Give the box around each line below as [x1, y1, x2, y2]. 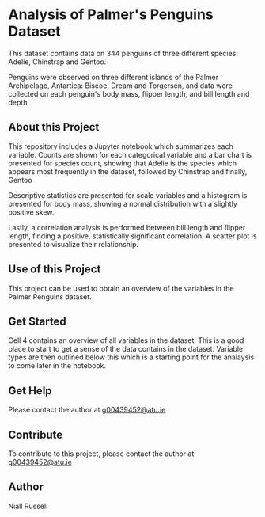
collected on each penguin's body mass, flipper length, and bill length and [8, 89, 250, 98]
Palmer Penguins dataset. [8, 291, 93, 302]
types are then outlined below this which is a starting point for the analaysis [8, 352, 255, 362]
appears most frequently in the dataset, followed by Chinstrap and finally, [8, 166, 248, 176]
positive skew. [8, 207, 55, 217]
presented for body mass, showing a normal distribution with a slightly [8, 199, 237, 208]
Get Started [8, 314, 66, 328]
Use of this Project [8, 263, 101, 276]
